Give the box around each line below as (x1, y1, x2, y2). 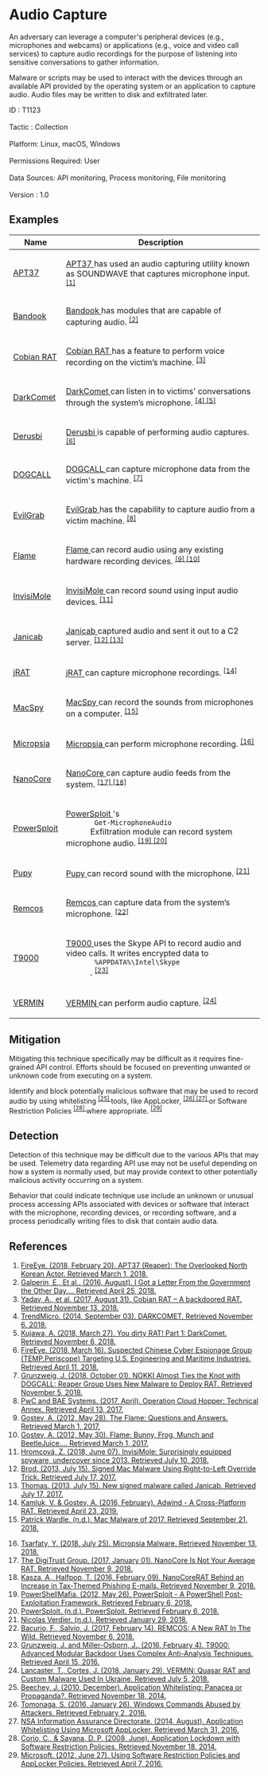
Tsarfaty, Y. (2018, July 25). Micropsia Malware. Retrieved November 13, (20, 1538, 258, 1548)
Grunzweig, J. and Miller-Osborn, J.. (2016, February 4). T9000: (20, 1640, 230, 1650)
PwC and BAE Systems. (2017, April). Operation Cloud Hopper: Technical (20, 1397, 259, 1406)
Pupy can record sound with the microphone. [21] (65, 866, 251, 879)
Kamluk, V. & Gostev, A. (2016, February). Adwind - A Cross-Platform (20, 1498, 247, 1507)
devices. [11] (65, 595, 114, 607)
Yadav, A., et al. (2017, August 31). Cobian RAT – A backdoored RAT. (20, 1295, 243, 1304)
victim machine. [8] (65, 514, 137, 527)
